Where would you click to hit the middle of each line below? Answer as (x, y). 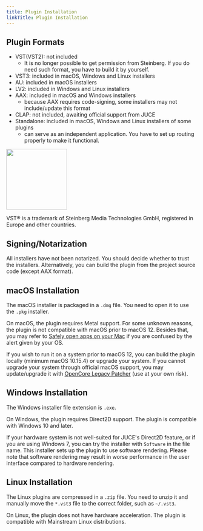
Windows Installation (47, 393)
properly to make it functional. (62, 141)
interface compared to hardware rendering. (60, 463)
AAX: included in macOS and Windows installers (75, 95)
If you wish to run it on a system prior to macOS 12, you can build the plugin (101, 354)
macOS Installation (43, 290)
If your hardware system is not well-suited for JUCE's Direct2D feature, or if (101, 437)
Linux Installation (39, 482)
